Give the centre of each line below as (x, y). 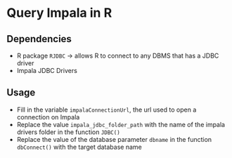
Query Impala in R (59, 13)
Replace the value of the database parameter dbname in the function (114, 139)
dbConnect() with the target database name (79, 147)
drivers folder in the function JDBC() (68, 132)
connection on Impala (48, 117)
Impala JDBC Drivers (47, 71)
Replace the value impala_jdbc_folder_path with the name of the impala (121, 124)
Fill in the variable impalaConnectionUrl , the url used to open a (107, 110)
